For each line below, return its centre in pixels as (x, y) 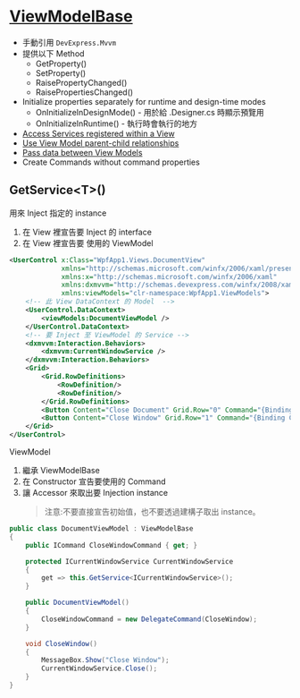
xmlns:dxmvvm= (87, 285)
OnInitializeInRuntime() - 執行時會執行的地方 (117, 123)
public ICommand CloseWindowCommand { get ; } (112, 545)
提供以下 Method (53, 53)
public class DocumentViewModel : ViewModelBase (101, 529)
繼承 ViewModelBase (61, 470)
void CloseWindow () (62, 643)
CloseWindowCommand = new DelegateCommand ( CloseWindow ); (149, 619)
